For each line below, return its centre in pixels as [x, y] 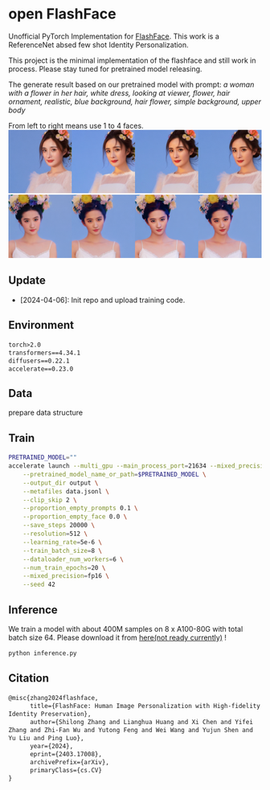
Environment [41, 325]
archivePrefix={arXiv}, [70, 762]
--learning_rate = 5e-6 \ [63, 542]
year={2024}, [51, 746]
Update [27, 281]
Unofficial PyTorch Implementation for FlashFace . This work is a [114, 36]
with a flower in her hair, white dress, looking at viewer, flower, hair [119, 92]
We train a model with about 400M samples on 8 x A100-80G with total [126, 629]
